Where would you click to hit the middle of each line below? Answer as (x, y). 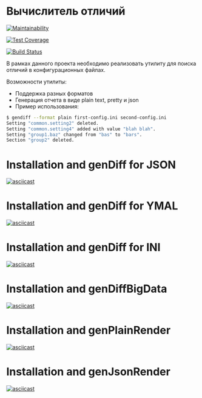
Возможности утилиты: (36, 82)
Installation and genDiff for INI (83, 247)
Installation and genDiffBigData (87, 289)
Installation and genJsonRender (89, 372)
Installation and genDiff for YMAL (92, 206)
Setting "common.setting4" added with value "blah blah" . (81, 129)
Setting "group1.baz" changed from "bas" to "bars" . (74, 134)
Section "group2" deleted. (40, 140)
